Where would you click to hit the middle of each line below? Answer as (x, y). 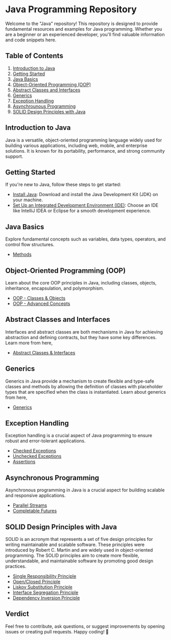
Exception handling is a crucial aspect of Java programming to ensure (79, 436)
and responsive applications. (35, 495)
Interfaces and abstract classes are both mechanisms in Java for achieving (84, 332)
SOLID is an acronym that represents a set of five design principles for (79, 539)
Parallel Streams (30, 505)
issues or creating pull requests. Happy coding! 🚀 (57, 631)
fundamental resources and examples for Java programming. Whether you (84, 29)
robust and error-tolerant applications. (45, 441)
